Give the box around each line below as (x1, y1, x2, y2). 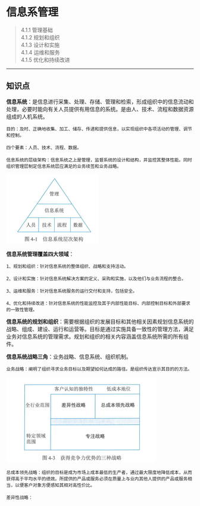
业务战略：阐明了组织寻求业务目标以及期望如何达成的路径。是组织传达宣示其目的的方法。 (6, 366, 192, 372)
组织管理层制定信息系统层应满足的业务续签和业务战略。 (6, 163, 122, 169)
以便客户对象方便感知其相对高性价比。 (14, 482, 95, 488)
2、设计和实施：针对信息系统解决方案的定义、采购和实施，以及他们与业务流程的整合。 (6, 275, 186, 281)
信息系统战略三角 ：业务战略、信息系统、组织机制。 (6, 353, 132, 360)
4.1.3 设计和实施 (20, 41, 60, 48)
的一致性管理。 (6, 306, 37, 312)
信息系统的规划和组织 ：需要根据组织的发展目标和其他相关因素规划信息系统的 (6, 318, 194, 325)
